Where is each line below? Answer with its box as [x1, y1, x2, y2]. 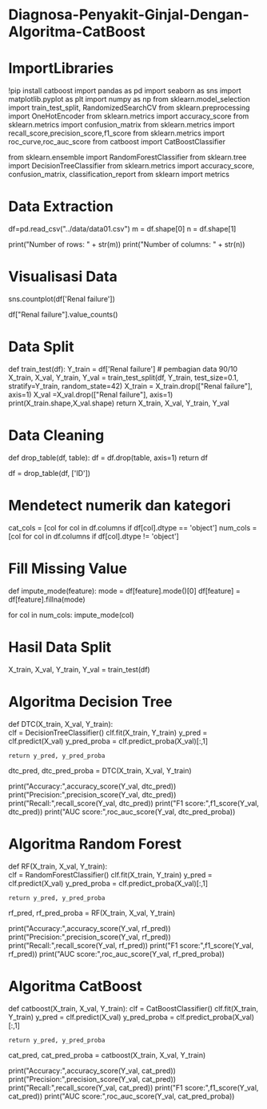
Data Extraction [8, 198, 114, 216]
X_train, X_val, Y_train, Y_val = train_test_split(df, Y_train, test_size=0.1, [8, 373, 239, 382]
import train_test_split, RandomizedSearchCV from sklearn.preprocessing [8, 103, 250, 113]
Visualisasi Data [8, 268, 118, 286]
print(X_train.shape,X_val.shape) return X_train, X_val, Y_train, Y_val [8, 398, 229, 408]
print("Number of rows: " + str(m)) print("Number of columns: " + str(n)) [8, 240, 245, 249]
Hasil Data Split [8, 638, 112, 656]
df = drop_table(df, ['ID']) [8, 468, 90, 478]
